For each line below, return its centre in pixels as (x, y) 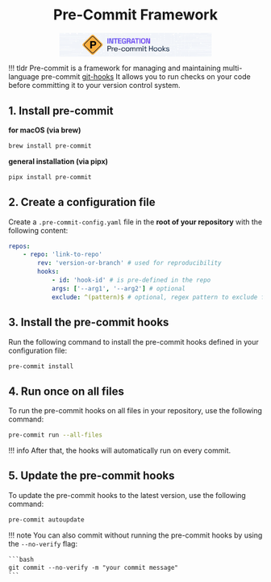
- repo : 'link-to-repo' (63, 255)
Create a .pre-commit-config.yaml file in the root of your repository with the (135, 222)
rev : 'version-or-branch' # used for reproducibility (129, 263)
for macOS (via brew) (45, 130)
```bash (21, 559)
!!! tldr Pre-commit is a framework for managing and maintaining (115, 68)
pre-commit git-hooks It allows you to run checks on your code (146, 77)
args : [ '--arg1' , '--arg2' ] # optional (118, 288)
